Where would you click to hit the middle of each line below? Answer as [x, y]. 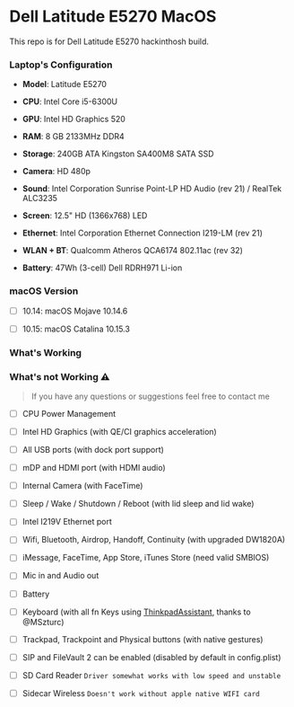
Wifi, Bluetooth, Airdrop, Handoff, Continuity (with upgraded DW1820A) [154, 540]
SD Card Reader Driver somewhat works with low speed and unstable [151, 675]
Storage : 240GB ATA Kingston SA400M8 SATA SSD [118, 154]
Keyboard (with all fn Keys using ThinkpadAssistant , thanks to [136, 612]
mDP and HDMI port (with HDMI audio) [94, 468]
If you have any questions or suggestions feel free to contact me [151, 396]
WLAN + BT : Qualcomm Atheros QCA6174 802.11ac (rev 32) [133, 251]
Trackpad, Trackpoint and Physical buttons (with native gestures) [143, 639]
